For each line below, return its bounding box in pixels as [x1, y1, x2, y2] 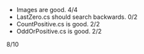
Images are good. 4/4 [16, 6, 78, 13]
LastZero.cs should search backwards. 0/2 [16, 13, 138, 21]
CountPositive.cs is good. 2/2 [16, 20, 100, 28]
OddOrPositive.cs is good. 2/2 [16, 27, 102, 35]
